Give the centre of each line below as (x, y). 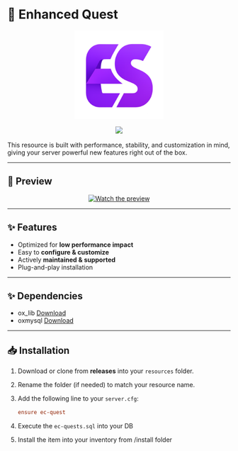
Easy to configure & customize (63, 252)
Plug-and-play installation (55, 267)
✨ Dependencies (45, 296)
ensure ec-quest (41, 413)
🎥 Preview (30, 181)
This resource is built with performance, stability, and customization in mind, (119, 145)
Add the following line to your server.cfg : (78, 399)
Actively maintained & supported (66, 260)
